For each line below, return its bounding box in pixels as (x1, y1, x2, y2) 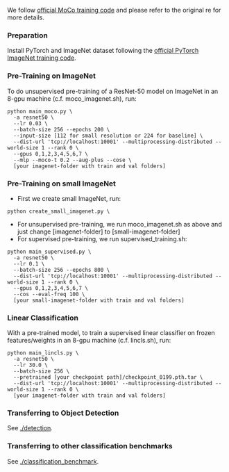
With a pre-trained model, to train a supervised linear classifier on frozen (7, 329, 215, 337)
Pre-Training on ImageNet (7, 71, 96, 81)
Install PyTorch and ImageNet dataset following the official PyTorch (7, 47, 199, 55)
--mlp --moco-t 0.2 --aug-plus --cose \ (13, 156, 132, 163)
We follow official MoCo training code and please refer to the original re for (7, 6, 221, 14)
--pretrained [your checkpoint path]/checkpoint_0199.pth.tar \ (13, 374, 203, 381)
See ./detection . (7, 424, 53, 432)
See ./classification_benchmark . (7, 457, 99, 465)
